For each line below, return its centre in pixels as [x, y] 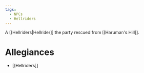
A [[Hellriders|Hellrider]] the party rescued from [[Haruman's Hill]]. [72, 33]
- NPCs [16, 14]
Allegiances [30, 52]
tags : [10, 9]
